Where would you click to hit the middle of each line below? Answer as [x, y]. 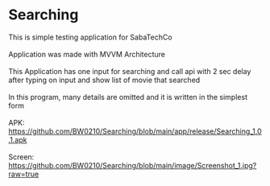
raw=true [24, 174]
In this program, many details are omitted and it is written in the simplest [128, 97]
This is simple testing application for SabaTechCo [90, 37]
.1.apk [18, 139]
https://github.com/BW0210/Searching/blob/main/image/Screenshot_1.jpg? [133, 165]
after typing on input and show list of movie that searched [104, 80]
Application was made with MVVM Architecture [87, 54]
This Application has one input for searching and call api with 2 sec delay [130, 71]
